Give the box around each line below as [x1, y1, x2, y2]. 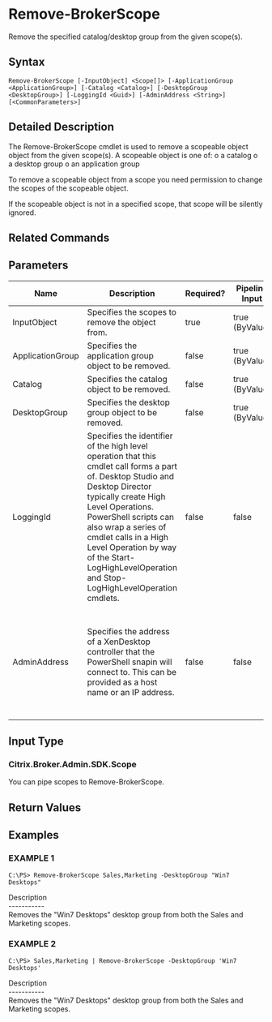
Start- [111, 552, 135, 563]
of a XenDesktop [87, 636, 151, 647]
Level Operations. [87, 500, 154, 512]
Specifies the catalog [87, 373, 168, 384]
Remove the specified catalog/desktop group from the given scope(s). [8, 32, 243, 41]
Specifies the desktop [87, 397, 170, 408]
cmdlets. [87, 592, 120, 603]
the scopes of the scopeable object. [8, 183, 129, 193]
